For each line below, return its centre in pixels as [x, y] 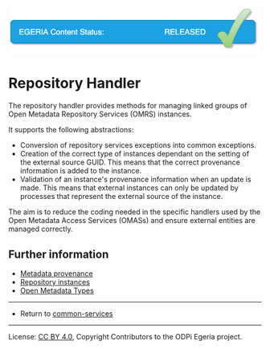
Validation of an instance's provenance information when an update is [135, 180]
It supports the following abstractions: [71, 130]
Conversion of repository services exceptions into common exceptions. [138, 145]
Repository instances [55, 282]
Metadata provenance [57, 274]
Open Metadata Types [57, 290]
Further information [59, 254]
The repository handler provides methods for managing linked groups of [128, 106]
